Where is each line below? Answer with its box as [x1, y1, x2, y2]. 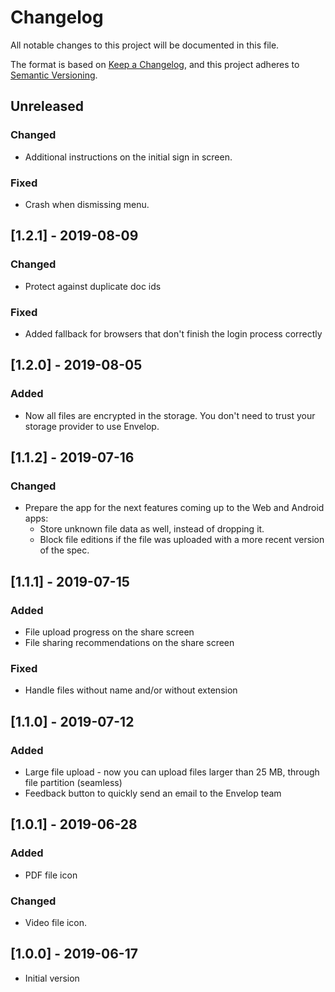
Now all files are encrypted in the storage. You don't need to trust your [24, 409, 316, 421]
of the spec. [39, 544, 90, 556]
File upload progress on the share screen [24, 626, 195, 638]
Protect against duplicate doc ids [24, 280, 162, 292]
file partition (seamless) [24, 776, 123, 788]
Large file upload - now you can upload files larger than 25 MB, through [24, 766, 320, 778]
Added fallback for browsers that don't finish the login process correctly [24, 327, 323, 340]
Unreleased [10, 98, 85, 115]
